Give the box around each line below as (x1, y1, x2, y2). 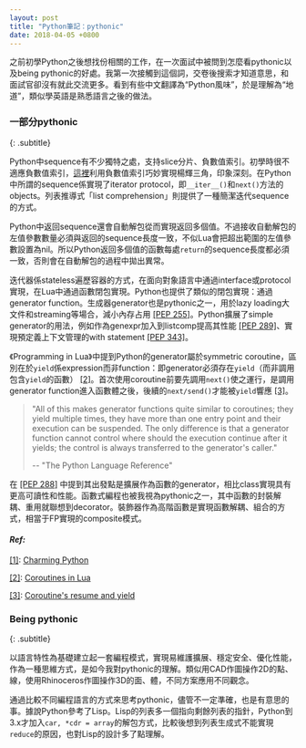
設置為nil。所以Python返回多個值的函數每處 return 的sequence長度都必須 (16, 244, 290, 255)
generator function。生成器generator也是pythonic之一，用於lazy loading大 (9, 297, 290, 308)
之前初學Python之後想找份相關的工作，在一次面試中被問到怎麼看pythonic (9, 57, 284, 68)
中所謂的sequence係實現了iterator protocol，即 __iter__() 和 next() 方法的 (9, 179, 284, 190)
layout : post (9, 13, 59, 23)
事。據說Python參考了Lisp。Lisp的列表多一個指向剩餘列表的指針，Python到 (9, 706, 293, 717)
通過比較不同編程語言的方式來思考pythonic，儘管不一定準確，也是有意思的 (9, 694, 290, 705)
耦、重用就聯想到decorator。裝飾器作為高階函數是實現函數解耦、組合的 (9, 501, 278, 512)
